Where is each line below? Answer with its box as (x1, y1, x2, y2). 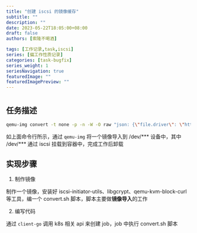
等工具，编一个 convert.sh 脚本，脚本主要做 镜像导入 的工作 (6, 196, 148, 203)
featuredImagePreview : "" (6, 79, 69, 85)
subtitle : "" (6, 14, 38, 20)
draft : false (6, 30, 38, 36)
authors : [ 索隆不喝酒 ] (6, 36, 57, 42)
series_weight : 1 (6, 63, 49, 68)
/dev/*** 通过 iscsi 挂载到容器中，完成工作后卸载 (6, 140, 124, 147)
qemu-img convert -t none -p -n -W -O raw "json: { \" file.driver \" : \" (6, 121, 185, 128)
